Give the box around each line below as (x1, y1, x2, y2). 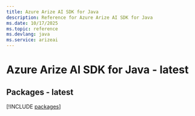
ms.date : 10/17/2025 (6, 20, 59, 26)
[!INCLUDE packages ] (6, 103, 61, 110)
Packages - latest (6, 87, 74, 97)
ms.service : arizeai (6, 37, 59, 43)
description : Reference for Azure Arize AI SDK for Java (6, 14, 153, 21)
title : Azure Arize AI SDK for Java (6, 8, 99, 15)
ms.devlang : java (6, 31, 50, 37)
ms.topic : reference (6, 25, 59, 32)
